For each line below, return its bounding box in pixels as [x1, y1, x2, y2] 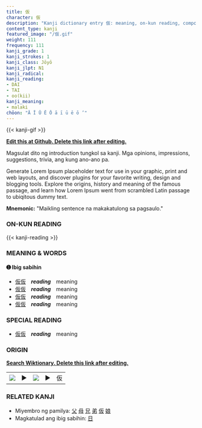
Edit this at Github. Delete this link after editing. [6, 138, 127, 145]
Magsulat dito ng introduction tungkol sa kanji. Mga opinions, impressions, [6, 149, 191, 157]
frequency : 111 [6, 43, 44, 49]
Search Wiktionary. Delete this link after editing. [6, 359, 129, 367]
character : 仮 [6, 14, 41, 20]
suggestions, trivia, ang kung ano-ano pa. [6, 156, 110, 163]
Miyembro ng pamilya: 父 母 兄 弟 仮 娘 [14, 407, 111, 414]
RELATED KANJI [6, 392, 55, 401]
